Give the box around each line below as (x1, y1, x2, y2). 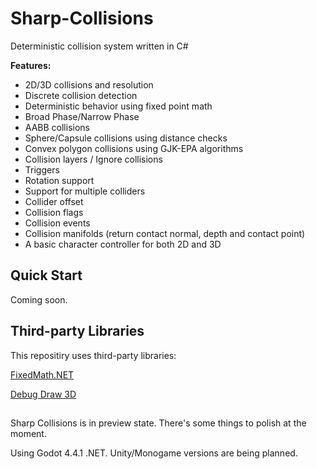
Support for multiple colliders (24, 185, 146, 197)
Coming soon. (10, 293, 68, 306)
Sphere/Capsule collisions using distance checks (24, 132, 228, 144)
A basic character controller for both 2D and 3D (24, 238, 222, 250)
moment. (10, 427, 47, 439)
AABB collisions (24, 121, 90, 133)
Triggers (24, 163, 60, 176)
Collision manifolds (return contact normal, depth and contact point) (24, 227, 306, 239)
